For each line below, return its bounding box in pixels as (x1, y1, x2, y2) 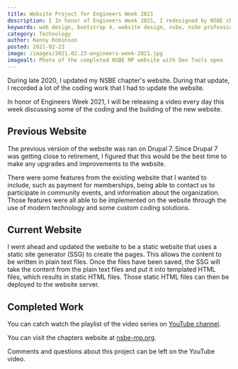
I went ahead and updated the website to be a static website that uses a (7, 243, 217, 251)
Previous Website (7, 126, 87, 138)
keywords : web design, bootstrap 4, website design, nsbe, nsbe (7, 23, 201, 31)
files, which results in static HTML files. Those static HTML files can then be (7, 272, 229, 281)
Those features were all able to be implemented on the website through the (7, 196, 227, 204)
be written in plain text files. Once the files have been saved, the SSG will (7, 258, 221, 266)
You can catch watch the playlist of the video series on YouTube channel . (7, 320, 221, 329)
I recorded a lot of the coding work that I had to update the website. (7, 83, 205, 92)
